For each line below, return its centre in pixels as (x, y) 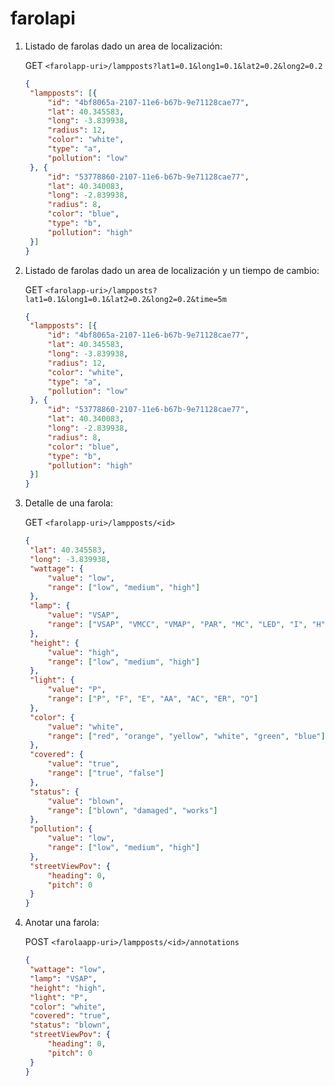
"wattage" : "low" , (68, 970)
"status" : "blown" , (70, 1025)
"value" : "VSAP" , (83, 615)
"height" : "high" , (68, 988)
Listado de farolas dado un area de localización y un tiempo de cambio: (172, 270)
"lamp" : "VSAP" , (63, 978)
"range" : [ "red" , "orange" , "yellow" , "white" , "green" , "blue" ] (186, 736)
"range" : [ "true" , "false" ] (106, 773)
